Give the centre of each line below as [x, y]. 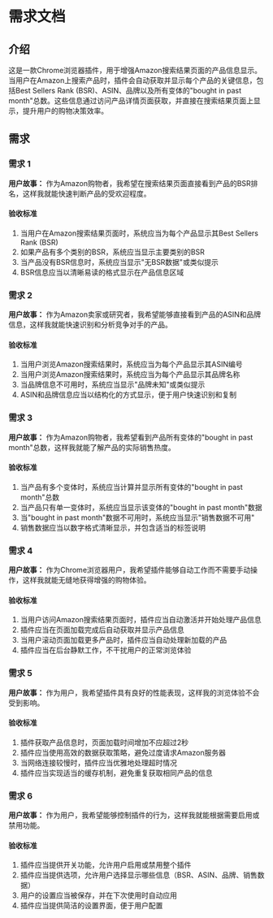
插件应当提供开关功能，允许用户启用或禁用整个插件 [106, 865]
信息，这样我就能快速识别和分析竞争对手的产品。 [90, 325]
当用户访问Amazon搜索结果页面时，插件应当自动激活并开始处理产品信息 [141, 620]
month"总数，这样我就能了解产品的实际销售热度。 [92, 447]
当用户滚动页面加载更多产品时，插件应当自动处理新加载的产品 [123, 640]
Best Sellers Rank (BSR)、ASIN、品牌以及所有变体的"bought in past [128, 91]
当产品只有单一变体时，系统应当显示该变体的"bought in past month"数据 [141, 507]
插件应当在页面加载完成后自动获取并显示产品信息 [102, 630]
